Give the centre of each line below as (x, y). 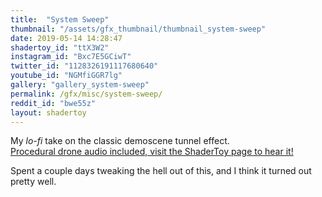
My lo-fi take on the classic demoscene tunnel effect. (120, 141)
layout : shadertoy (48, 112)
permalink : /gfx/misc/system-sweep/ (86, 94)
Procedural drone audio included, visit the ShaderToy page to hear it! (152, 152)
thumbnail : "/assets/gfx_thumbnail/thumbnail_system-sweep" (138, 29)
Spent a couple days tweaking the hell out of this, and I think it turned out (161, 171)
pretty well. (33, 182)
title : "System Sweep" (60, 19)
